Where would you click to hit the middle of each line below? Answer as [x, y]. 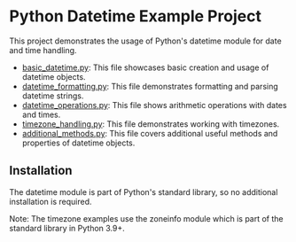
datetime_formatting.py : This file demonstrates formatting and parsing [150, 86]
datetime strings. [53, 96]
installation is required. [51, 201]
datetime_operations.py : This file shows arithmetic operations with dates [154, 105]
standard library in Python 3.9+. [67, 228]
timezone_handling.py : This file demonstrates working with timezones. [151, 124]
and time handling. [43, 50]
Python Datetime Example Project [135, 16]
